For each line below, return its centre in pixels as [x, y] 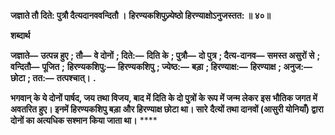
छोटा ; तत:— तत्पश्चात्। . [53, 78]
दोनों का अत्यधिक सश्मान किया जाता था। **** [84, 120]
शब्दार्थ [20, 35]
